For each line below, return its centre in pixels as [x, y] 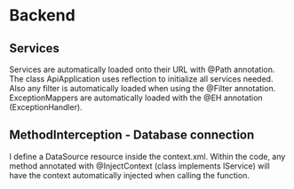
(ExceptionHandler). [46, 107]
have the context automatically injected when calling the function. [130, 175]
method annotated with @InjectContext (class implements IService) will [140, 166]
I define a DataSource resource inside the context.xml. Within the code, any [147, 156]
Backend [42, 16]
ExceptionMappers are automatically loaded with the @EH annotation [136, 98]
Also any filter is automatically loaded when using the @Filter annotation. [143, 88]
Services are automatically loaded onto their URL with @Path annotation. [142, 69]
